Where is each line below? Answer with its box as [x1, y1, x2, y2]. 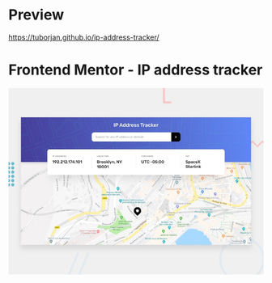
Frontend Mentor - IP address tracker [8, 61, 263, 79]
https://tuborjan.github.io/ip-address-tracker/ [8, 32, 159, 42]
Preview [8, 6, 65, 24]
